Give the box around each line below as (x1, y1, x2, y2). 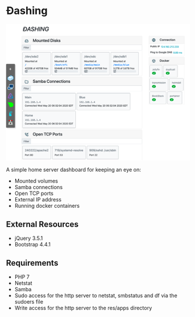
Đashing (6, 4, 48, 18)
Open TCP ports (14, 190, 54, 197)
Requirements (6, 258, 58, 268)
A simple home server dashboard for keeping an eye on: (6, 166, 141, 173)
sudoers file (14, 298, 44, 305)
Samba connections (14, 184, 63, 191)
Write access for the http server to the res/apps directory (14, 305, 152, 312)
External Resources (6, 219, 79, 229)
